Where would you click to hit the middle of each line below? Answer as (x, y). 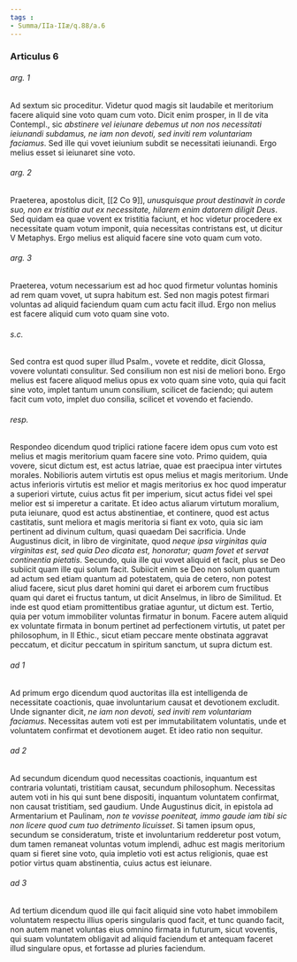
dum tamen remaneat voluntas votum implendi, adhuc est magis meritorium (148, 844)
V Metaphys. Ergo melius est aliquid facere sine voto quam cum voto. (136, 238)
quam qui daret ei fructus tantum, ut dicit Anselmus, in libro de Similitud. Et (146, 598)
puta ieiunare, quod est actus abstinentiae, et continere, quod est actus (140, 513)
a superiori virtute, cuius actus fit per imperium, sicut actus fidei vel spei (141, 494)
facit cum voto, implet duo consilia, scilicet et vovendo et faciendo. (132, 399)
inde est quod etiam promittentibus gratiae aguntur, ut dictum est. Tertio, (142, 607)
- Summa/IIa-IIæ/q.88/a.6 (57, 26)
